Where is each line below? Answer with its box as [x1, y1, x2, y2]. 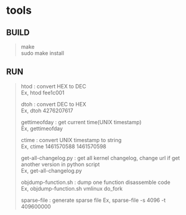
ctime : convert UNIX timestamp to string [20, 136, 122, 143]
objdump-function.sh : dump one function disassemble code [20, 179, 170, 186]
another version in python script [20, 161, 100, 168]
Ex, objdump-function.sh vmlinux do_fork [20, 185, 123, 192]
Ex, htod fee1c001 [20, 89, 65, 96]
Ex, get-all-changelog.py [20, 167, 83, 174]
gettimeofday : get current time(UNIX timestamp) [20, 118, 142, 125]
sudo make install [20, 50, 65, 57]
